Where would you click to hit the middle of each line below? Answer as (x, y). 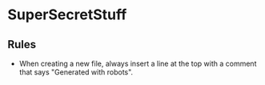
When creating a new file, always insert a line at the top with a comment (138, 63)
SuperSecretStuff (67, 15)
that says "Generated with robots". (76, 72)
